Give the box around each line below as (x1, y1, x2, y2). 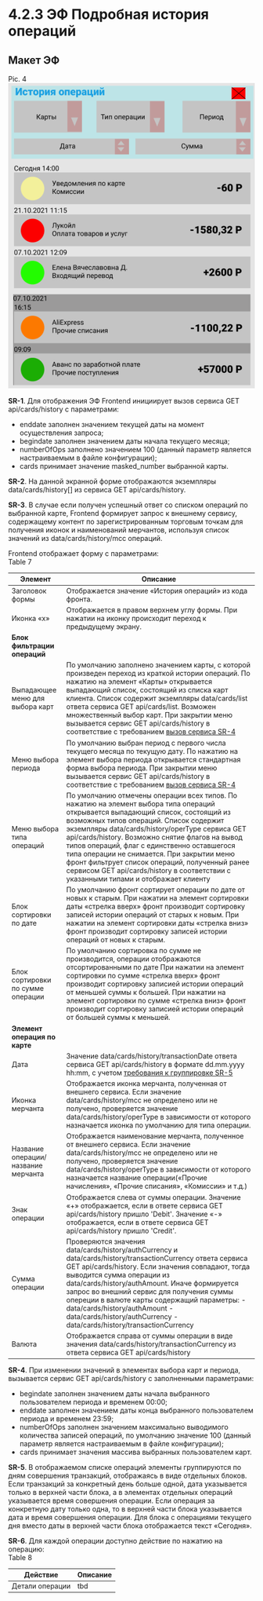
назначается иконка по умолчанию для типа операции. (66, 1120, 251, 1130)
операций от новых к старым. (66, 935, 166, 945)
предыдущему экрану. (66, 622, 142, 631)
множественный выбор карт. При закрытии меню (66, 711, 233, 720)
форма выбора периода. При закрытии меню (66, 763, 218, 773)
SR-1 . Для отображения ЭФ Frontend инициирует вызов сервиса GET (8, 396, 240, 405)
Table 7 (8, 557, 32, 566)
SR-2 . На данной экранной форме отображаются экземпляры (8, 477, 217, 486)
